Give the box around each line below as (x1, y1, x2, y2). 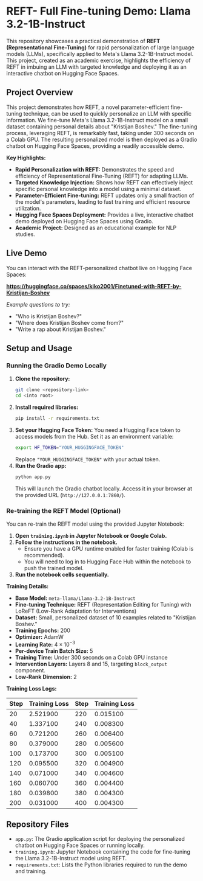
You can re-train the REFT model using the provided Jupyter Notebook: (6, 520, 184, 528)
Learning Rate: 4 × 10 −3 (15, 639, 76, 648)
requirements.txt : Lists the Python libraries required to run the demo (15, 861, 188, 868)
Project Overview (6, 87, 73, 98)
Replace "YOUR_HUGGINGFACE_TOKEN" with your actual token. (15, 455, 161, 463)
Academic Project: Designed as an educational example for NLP (15, 224, 177, 231)
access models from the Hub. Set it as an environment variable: (15, 433, 174, 440)
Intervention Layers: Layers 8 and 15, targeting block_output (15, 660, 168, 667)
